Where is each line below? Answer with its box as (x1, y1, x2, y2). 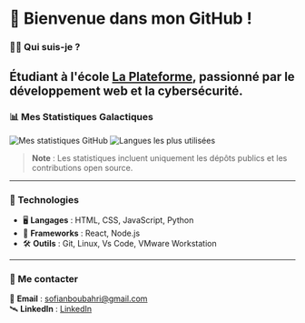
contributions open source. (31, 162, 133, 173)
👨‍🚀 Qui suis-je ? (9, 41, 81, 54)
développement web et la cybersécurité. (9, 83, 243, 98)
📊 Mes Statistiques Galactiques (9, 111, 154, 124)
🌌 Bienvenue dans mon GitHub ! (9, 8, 252, 29)
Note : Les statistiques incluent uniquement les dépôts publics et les (31, 152, 288, 163)
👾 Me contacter (9, 273, 79, 286)
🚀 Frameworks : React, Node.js (22, 227, 141, 239)
